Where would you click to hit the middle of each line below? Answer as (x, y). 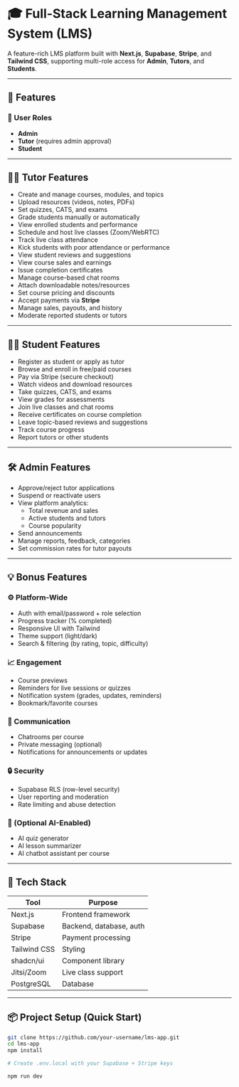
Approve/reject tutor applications (66, 488)
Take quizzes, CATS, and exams (65, 392)
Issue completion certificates (60, 270)
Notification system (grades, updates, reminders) (90, 696)
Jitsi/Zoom (29, 972)
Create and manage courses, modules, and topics (91, 195)
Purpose (103, 902)
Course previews (42, 681)
